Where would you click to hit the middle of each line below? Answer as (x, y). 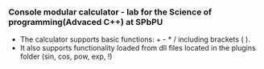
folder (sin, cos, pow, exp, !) (66, 57)
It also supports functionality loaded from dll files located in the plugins (138, 48)
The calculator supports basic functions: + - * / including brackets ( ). (135, 39)
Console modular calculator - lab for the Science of (110, 12)
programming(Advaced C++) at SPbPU (86, 22)
